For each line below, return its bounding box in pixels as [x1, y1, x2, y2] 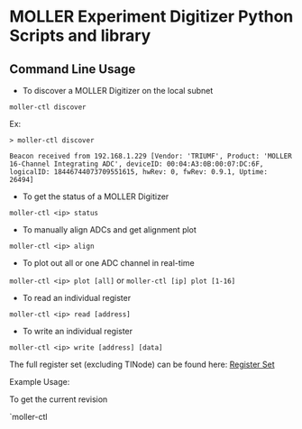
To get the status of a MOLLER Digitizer [22, 191, 169, 202]
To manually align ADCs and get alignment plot [22, 224, 197, 235]
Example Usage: [9, 377, 70, 387]
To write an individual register [22, 326, 133, 336]
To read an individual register [22, 293, 132, 303]
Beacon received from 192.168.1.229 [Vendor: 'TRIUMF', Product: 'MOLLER [9, 151, 293, 160]
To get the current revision [9, 394, 108, 405]
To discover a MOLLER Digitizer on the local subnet [22, 86, 214, 96]
